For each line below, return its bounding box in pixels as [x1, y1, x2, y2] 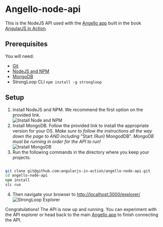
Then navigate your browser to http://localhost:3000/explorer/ [12, 191, 141, 197]
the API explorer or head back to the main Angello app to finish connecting [5, 211, 159, 218]
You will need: [5, 53, 34, 59]
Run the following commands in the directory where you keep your [12, 149, 150, 155]
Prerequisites [5, 40, 48, 48]
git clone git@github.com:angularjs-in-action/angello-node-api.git [5, 168, 151, 173]
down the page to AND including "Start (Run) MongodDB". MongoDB [12, 133, 154, 139]
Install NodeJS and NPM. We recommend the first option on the [12, 106, 143, 112]
